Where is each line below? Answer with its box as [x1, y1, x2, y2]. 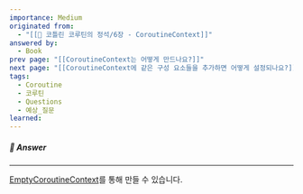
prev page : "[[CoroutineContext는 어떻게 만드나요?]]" [9, 55, 205, 64]
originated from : [9, 22, 75, 31]
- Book [17, 47, 42, 56]
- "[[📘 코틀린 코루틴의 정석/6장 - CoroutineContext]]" [17, 30, 213, 39]
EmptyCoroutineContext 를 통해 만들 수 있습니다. [9, 174, 183, 185]
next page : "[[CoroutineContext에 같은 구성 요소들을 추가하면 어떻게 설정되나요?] [9, 64, 293, 73]
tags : [9, 72, 30, 81]
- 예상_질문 [17, 106, 55, 115]
